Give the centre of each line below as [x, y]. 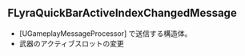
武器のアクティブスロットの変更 [72, 43]
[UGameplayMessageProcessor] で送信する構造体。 [105, 33]
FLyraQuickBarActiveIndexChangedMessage [122, 13]
